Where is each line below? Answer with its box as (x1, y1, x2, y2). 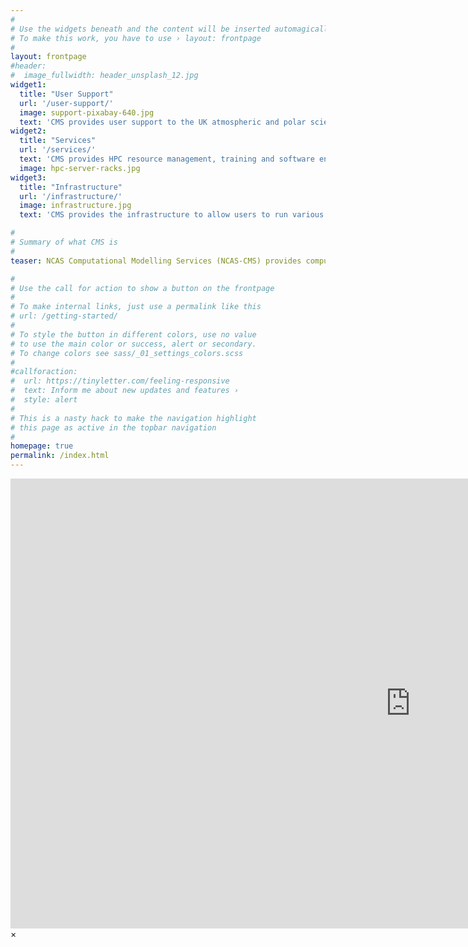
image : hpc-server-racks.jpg (19, 163, 141, 173)
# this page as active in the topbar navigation (10, 422, 217, 433)
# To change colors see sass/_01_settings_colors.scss (10, 348, 244, 358)
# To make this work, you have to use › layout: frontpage (10, 33, 262, 43)
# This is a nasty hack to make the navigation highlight (10, 413, 257, 423)
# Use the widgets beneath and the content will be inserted (10, 24, 271, 34)
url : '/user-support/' (19, 98, 114, 108)
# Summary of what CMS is (10, 237, 118, 247)
